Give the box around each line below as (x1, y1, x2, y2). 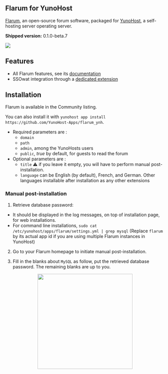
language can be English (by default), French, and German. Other (20, 172, 155, 178)
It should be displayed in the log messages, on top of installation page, (12, 212, 160, 218)
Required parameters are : (12, 129, 67, 135)
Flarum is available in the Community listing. (5, 104, 97, 110)
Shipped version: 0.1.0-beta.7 (5, 32, 68, 39)
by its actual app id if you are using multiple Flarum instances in (12, 233, 145, 239)
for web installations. (12, 217, 57, 223)
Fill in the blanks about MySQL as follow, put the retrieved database (12, 258, 150, 264)
